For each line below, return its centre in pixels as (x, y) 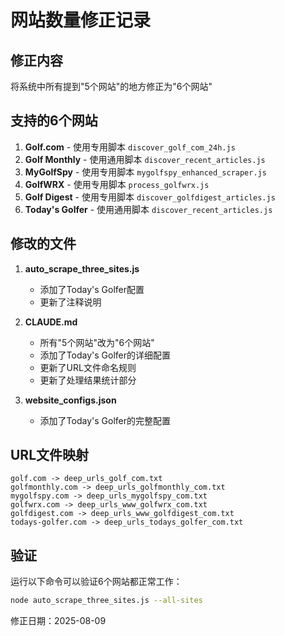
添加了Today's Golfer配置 (92, 289)
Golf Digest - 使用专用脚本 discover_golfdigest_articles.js (150, 197)
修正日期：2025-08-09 (58, 621)
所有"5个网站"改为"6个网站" (97, 342)
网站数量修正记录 (81, 20)
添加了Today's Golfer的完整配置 (105, 420)
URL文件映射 (50, 455)
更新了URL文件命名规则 (88, 367)
